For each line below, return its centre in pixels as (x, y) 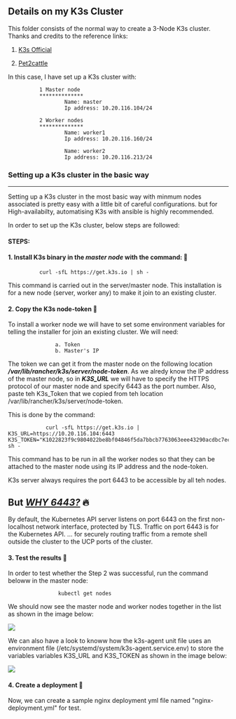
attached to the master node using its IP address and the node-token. (108, 467)
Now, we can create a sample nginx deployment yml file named (99, 701)
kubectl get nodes (85, 594)
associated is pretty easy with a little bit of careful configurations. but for (113, 204)
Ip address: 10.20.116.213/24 (108, 157)
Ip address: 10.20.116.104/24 (108, 108)
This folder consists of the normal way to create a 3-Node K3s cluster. (109, 28)
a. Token (68, 345)
